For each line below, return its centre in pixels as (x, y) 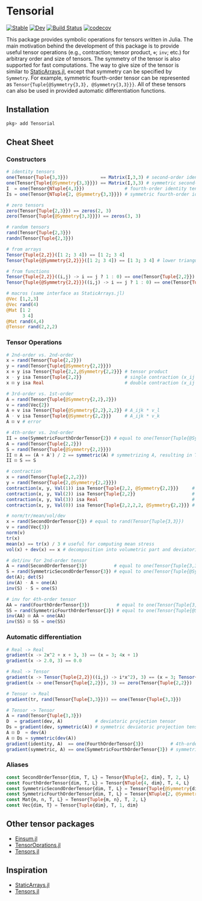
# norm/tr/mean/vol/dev (36, 516)
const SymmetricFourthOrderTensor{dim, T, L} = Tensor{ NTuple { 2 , (90, 794)
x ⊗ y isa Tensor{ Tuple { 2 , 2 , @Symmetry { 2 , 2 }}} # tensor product (87, 372)
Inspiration (27, 871)
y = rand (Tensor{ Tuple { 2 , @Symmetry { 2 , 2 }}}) (62, 483)
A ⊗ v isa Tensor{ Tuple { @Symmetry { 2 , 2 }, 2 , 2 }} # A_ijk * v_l (83, 411)
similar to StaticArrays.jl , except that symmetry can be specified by (89, 71)
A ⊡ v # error (24, 422)
